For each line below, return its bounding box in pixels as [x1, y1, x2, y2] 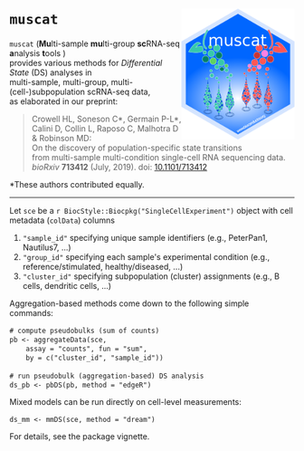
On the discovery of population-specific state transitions [31, 142, 242, 153]
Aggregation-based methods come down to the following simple [9, 298, 250, 309]
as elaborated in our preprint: [9, 95, 119, 107]
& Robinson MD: [31, 132, 92, 143]
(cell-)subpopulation [9, 86, 86, 97]
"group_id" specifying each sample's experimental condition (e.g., [22, 251, 270, 262]
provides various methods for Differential [9, 57, 163, 68]
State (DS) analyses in [9, 67, 92, 78]
